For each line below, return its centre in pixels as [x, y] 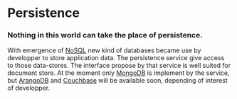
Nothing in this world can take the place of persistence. [105, 35]
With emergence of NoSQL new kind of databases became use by [104, 50]
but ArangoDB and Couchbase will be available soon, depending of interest [117, 81]
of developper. [29, 88]
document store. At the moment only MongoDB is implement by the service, [118, 73]
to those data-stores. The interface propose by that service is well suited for [119, 66]
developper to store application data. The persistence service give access [116, 58]
